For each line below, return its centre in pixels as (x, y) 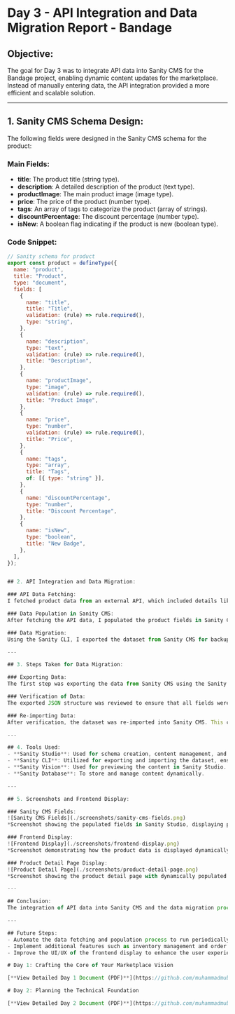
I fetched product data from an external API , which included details (112, 601)
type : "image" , (48, 387)
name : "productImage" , (59, 381)
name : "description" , (57, 342)
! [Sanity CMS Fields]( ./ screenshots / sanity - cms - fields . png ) (97, 818)
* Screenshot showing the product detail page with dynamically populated (117, 876)
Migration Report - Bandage (90, 28)
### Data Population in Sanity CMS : (60, 614)
